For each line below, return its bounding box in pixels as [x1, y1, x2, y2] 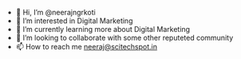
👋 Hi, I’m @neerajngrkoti [15, 8, 96, 17]
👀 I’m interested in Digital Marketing [15, 16, 133, 26]
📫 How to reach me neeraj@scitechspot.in [15, 42, 158, 51]
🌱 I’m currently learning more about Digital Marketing [15, 25, 190, 33]
